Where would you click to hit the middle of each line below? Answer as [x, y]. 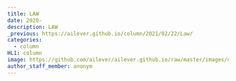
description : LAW [33, 27]
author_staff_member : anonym [50, 66]
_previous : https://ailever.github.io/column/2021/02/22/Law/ [100, 33]
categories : [25, 40]
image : [17, 60]
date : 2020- [25, 20]
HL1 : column [25, 54]
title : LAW [23, 14]
